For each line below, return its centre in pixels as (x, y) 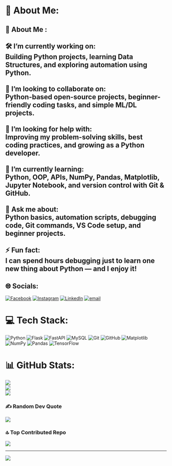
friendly (18, 105)
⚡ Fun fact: (23, 250)
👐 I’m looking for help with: (49, 129)
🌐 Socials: (22, 286)
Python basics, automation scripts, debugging (81, 217)
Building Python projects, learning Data (69, 57)
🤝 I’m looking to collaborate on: (56, 89)
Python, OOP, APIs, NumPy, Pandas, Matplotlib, (82, 177)
